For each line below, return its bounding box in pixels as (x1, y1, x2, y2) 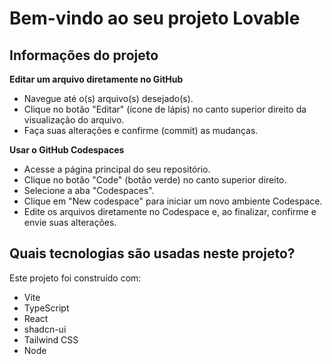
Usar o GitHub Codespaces (9, 144, 125, 156)
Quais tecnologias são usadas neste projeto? (9, 245, 296, 262)
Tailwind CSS (23, 333, 79, 346)
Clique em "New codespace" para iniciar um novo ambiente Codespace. (23, 195, 323, 207)
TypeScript (23, 302, 70, 314)
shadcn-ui (23, 323, 67, 335)
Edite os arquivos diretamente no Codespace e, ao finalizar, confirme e (23, 206, 317, 217)
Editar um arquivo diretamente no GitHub (9, 73, 184, 85)
